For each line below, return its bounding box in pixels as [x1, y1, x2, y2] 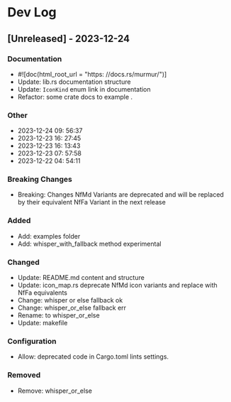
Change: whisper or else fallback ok [17, 296, 123, 305]
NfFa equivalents [17, 288, 67, 297]
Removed [7, 370, 41, 380]
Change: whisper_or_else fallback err [17, 303, 126, 313]
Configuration [7, 336, 57, 346]
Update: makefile [17, 319, 68, 327]
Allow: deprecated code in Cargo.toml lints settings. [17, 352, 169, 361]
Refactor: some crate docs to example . [17, 92, 133, 101]
